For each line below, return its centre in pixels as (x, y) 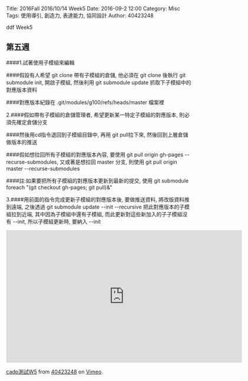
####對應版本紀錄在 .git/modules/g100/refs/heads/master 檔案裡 (85, 102)
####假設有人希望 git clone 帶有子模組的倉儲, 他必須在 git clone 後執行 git (96, 75)
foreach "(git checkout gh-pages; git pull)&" (59, 187)
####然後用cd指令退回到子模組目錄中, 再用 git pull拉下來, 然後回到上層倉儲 (97, 134)
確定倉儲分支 (32, 122)
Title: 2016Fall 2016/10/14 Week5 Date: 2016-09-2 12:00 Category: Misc (93, 9)
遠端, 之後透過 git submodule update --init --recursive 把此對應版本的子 (98, 207)
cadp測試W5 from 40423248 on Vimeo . (54, 372)
